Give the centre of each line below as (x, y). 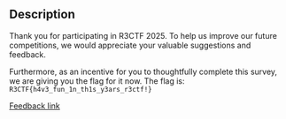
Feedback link (35, 106)
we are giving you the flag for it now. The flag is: (97, 81)
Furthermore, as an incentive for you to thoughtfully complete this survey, (143, 71)
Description (42, 15)
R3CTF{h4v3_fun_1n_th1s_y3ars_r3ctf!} (81, 89)
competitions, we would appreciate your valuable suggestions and (130, 45)
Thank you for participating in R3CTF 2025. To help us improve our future (143, 35)
